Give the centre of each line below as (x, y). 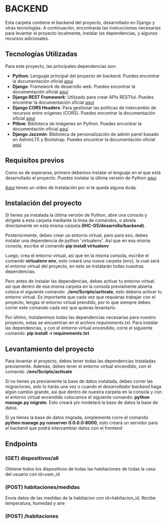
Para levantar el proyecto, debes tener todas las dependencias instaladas (81, 361)
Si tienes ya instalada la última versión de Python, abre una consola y (76, 215)
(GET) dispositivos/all (32, 458)
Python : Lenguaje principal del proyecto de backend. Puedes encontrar (86, 76)
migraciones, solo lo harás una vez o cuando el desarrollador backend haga (83, 387)
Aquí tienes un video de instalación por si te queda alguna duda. (71, 187)
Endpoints (21, 444)
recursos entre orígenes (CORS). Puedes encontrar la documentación (84, 113)
